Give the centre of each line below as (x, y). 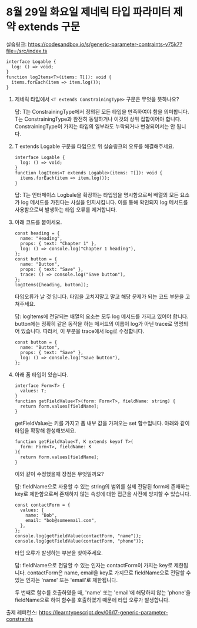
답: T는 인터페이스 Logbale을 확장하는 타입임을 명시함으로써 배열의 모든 (97, 194)
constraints (20, 619)
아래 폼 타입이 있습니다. (41, 374)
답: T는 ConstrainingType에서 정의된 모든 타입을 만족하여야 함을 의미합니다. (102, 111)
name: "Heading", (41, 238)
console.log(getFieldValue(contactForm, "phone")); (79, 541)
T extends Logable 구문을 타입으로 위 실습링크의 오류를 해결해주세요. (94, 146)
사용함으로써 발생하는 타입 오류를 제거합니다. (66, 209)
